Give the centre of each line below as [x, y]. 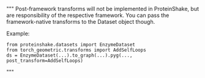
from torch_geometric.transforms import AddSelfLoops [76, 50]
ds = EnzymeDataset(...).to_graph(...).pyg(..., [69, 55]
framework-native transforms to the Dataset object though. [81, 22]
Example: [18, 34]
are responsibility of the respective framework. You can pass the [88, 15]
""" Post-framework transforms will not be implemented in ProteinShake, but [103, 9]
